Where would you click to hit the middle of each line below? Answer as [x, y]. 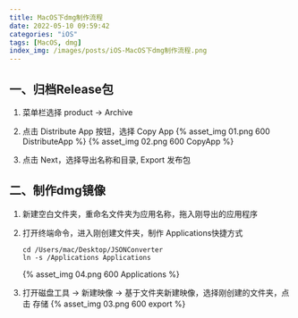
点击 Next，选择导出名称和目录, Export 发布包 [106, 159]
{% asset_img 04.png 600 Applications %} [101, 274]
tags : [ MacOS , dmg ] [46, 42]
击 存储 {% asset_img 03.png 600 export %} [104, 304]
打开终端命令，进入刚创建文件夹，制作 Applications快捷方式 [132, 232]
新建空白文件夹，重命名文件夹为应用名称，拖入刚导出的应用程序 [140, 213]
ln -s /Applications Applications [86, 257]
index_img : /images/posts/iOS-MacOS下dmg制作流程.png [108, 51]
